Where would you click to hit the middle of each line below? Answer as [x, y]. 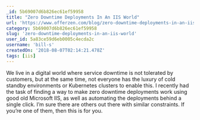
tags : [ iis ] [21, 56]
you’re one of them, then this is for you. [54, 110]
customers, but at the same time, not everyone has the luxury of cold [91, 79]
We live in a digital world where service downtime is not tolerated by [90, 72]
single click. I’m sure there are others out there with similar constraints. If [95, 104]
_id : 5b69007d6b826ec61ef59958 [45, 12]
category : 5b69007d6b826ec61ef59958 [51, 28]
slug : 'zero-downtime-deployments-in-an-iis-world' [71, 34]
